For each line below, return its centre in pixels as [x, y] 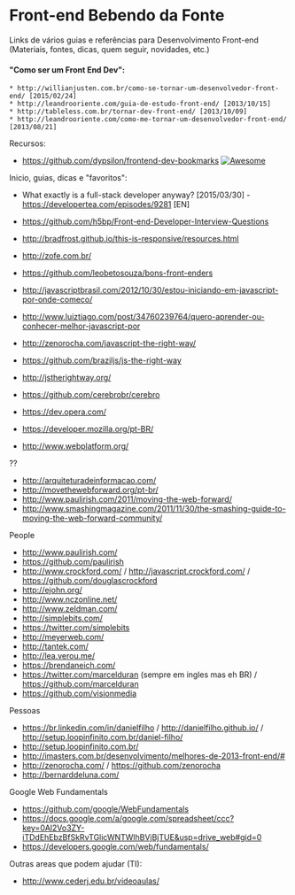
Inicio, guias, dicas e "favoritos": [68, 178]
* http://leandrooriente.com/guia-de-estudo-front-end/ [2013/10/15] [140, 104]
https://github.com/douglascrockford [89, 581]
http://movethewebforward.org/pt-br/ [90, 490]
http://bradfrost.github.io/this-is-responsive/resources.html [130, 239]
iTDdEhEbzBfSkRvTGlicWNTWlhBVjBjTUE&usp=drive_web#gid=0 [142, 837]
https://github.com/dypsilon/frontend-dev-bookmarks [120, 161]
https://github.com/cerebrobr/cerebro [91, 395]
